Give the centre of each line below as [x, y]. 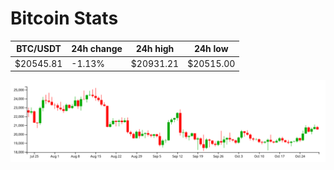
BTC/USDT [39, 49]
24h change [97, 49]
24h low [211, 49]
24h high [155, 49]
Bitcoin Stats [64, 18]
